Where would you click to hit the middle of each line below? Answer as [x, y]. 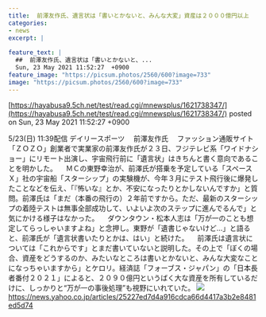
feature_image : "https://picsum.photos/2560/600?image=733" [110, 75]
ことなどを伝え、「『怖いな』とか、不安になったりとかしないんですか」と [133, 188]
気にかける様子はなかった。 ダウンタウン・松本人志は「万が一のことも [127, 218]
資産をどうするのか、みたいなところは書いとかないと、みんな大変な [133, 258]
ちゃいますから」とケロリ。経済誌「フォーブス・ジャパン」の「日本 [140, 268]
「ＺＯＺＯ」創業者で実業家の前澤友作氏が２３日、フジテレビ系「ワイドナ [130, 148]
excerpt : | [26, 38]
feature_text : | [35, 53]
